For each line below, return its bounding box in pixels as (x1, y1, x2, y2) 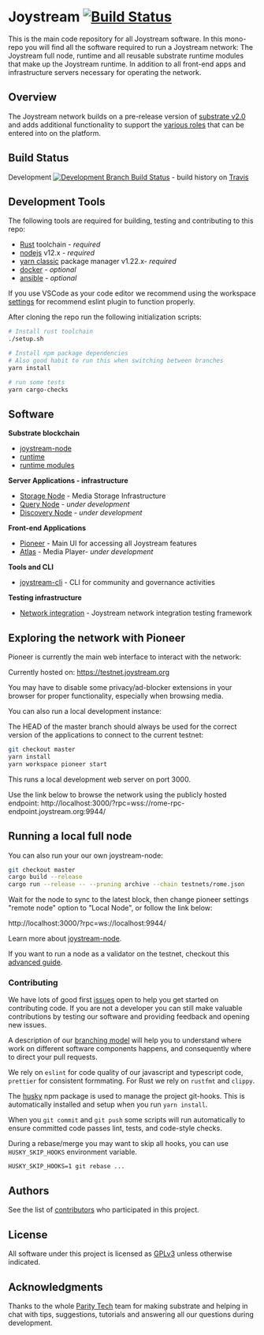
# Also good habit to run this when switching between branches (8, 356, 224, 364)
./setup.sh (8, 335, 44, 343)
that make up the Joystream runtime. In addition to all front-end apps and (8, 59, 247, 69)
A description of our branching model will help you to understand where (8, 1035, 242, 1045)
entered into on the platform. (8, 128, 101, 138)
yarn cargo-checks (8, 386, 69, 394)
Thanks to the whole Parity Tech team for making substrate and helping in (8, 1301, 248, 1310)
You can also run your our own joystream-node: (8, 850, 163, 860)
